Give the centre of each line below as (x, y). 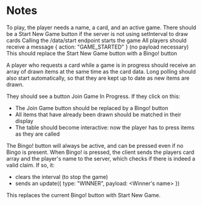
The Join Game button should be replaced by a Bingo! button (92, 108)
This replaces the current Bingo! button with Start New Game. (84, 195)
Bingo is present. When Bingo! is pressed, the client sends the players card (100, 152)
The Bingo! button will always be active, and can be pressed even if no (95, 145)
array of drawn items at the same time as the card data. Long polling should (101, 71)
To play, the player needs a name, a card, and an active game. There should (101, 27)
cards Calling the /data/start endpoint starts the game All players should (96, 40)
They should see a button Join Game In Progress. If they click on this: (93, 96)
